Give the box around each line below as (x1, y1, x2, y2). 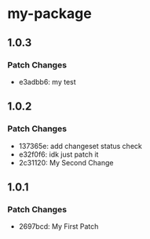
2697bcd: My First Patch (18, 222, 99, 231)
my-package (7, 5, 92, 23)
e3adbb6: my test (18, 77, 76, 86)
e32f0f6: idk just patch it (18, 150, 99, 159)
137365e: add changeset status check (18, 141, 142, 150)
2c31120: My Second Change (18, 158, 114, 167)
